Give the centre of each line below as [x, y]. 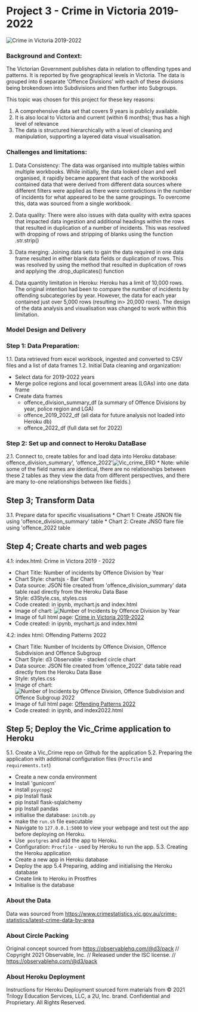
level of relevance [37, 124]
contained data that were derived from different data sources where [98, 184]
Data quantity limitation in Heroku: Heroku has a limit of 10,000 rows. [99, 282]
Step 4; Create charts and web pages [77, 547]
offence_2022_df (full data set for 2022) [73, 428]
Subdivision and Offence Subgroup [58, 653]
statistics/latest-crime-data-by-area [50, 920]
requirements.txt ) [29, 765]
